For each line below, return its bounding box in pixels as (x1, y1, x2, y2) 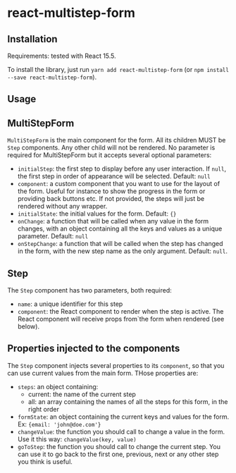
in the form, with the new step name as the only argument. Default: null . (17, 247, 228, 255)
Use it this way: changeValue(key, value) (17, 435, 137, 443)
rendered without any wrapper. (17, 202, 108, 211)
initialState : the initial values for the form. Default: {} (17, 209, 177, 218)
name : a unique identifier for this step (17, 300, 123, 308)
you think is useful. (17, 457, 73, 466)
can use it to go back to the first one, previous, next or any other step (17, 450, 219, 458)
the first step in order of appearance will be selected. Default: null (17, 172, 211, 180)
